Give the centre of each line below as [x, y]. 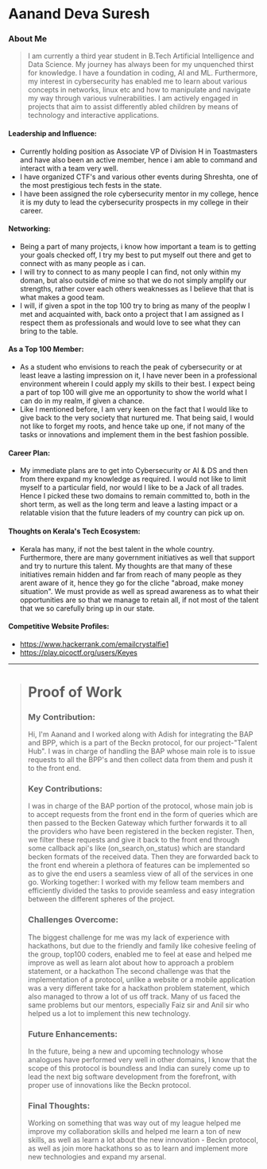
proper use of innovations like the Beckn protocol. [109, 1085]
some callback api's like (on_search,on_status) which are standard [136, 848]
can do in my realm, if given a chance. [82, 401]
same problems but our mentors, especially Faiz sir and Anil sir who [138, 1005]
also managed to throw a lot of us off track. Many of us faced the [134, 996]
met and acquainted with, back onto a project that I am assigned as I [132, 314]
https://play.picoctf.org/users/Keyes [78, 652]
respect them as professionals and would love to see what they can [130, 323]
